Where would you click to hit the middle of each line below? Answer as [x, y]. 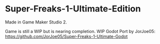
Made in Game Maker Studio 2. [36, 22]
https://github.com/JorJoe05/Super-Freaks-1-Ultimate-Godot [66, 36]
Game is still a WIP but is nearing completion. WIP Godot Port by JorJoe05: [80, 31]
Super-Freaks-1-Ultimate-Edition [73, 9]
